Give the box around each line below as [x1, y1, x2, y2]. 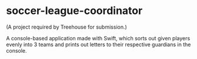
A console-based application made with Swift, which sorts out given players [6, 34, 191, 41]
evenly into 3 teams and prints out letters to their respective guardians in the [6, 41, 191, 48]
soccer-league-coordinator [6, 4, 143, 18]
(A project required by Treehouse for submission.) [6, 23, 128, 30]
